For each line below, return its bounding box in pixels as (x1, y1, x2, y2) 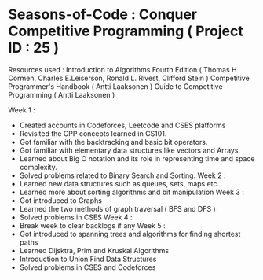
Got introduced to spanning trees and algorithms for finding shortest (19, 229, 241, 238)
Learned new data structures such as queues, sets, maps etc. (19, 179, 220, 188)
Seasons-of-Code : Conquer (8, 6, 198, 24)
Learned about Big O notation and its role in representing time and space (19, 153, 255, 163)
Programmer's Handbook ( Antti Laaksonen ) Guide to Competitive (8, 81, 223, 91)
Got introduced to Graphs (19, 195, 102, 205)
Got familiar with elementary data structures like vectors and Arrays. (19, 146, 241, 155)
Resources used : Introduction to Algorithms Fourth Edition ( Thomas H (8, 64, 237, 74)
